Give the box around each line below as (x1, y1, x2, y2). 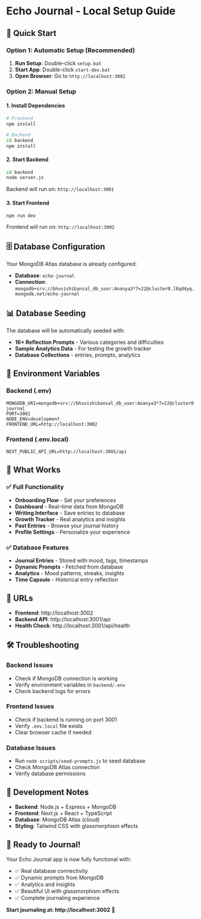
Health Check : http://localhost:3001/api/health (14, 622, 130, 629)
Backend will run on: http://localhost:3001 (6, 186, 114, 193)
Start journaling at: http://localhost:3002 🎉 (6, 906, 115, 913)
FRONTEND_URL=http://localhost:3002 (6, 421, 98, 427)
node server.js (6, 175, 44, 181)
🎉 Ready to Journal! (6, 840, 81, 850)
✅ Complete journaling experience (14, 894, 100, 901)
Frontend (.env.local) (6, 435, 69, 443)
